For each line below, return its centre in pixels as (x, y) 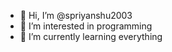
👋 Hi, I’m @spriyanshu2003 (76, 15)
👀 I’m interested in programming (86, 26)
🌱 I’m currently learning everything (91, 36)
